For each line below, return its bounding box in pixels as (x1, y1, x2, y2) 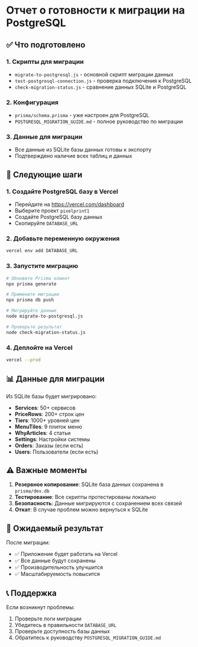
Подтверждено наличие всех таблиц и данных (14, 152, 133, 160)
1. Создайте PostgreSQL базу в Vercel (6, 187, 118, 195)
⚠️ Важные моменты (6, 465, 87, 475)
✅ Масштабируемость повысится (14, 571, 100, 578)
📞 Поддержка (6, 588, 57, 598)
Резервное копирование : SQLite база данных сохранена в (14, 481, 164, 488)
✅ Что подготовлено (6, 40, 86, 50)
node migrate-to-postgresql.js (6, 313, 83, 319)
